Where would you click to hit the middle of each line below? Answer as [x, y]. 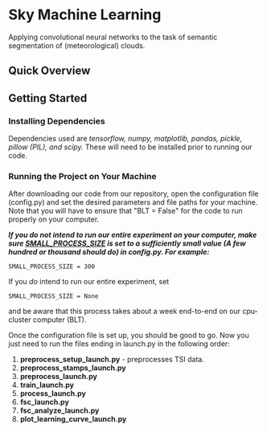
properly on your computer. [54, 219]
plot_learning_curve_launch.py [73, 419]
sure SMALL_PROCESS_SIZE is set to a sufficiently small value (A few [127, 243]
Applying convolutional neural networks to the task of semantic [113, 37]
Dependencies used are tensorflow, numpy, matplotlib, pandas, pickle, [125, 139]
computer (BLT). [60, 320]
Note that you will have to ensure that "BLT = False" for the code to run [125, 211]
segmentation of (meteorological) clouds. [77, 45]
